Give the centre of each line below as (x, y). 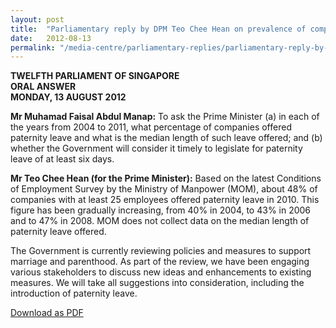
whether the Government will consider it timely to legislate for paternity (156, 148)
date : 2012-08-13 (51, 38)
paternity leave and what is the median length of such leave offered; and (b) (166, 138)
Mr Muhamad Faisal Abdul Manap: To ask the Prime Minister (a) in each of (165, 117)
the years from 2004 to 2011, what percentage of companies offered (151, 127)
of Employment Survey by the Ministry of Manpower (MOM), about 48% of (164, 189)
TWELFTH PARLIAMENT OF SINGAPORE (95, 76)
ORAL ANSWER (43, 87)
